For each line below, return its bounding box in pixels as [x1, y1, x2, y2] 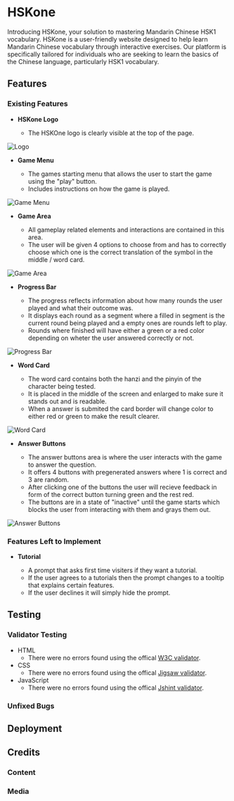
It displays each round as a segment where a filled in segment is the [27, 311, 225, 320]
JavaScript [17, 676, 49, 684]
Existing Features [7, 99, 68, 109]
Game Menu [17, 156, 54, 164]
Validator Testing [7, 630, 67, 640]
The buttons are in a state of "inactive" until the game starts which [27, 498, 220, 506]
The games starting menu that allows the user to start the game [27, 170, 212, 178]
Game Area [17, 212, 51, 220]
